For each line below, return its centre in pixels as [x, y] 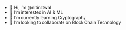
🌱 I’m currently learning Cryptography [48, 17]
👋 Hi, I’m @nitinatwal [30, 7]
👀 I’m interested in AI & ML [36, 12]
